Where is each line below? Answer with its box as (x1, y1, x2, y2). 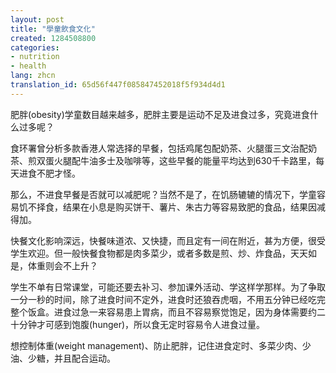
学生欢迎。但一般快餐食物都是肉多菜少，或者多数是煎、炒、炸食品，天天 (10, 247, 308, 259)
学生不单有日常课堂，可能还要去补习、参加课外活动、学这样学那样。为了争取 (10, 281, 326, 293)
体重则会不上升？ (27, 259, 98, 271)
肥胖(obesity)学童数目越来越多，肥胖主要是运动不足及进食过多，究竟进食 (10, 108, 310, 120)
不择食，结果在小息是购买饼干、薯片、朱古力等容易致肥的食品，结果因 (27, 201, 317, 213)
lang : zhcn (10, 71, 56, 81)
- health (10, 61, 47, 71)
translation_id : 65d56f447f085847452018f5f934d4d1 (10, 80, 226, 90)
